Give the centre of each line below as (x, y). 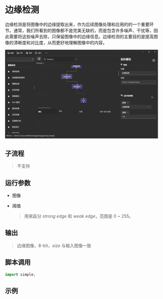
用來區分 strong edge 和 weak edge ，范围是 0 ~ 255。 (79, 216)
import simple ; (20, 274)
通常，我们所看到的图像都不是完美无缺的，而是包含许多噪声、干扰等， (83, 30)
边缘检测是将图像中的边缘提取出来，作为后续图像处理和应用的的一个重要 (77, 24)
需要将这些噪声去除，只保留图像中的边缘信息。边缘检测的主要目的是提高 (81, 36)
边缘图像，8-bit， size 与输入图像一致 (54, 246)
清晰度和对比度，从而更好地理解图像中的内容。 (60, 42)
